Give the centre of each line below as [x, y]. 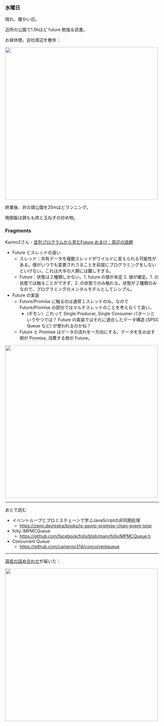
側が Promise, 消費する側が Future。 [56, 338]
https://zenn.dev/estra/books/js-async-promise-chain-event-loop [86, 526]
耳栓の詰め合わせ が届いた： [33, 561]
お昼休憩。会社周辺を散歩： [33, 40]
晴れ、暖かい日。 [22, 19]
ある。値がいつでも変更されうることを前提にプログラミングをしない [88, 264]
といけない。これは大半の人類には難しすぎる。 [66, 271]
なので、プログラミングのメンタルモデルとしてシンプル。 [77, 289]
